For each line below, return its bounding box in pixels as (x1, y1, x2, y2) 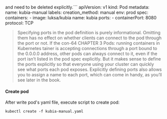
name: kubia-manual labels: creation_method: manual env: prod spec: (5, 9, 149, 15)
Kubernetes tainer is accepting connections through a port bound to (17, 46, 158, 51)
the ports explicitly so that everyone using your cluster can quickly (17, 61, 155, 67)
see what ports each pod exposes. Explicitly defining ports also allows (17, 66, 162, 72)
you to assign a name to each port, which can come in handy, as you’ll (17, 72, 162, 77)
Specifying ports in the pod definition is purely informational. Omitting (17, 30, 161, 35)
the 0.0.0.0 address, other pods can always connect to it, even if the (17, 51, 158, 57)
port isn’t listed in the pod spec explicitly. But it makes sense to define (17, 56, 161, 61)
